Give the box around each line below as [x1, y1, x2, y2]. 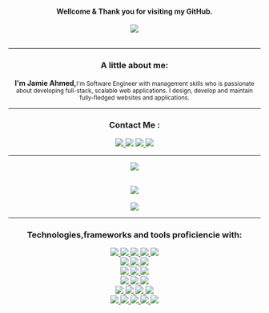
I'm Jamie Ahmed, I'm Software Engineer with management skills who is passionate [14, 78, 255, 87]
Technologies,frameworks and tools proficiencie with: [26, 229, 243, 240]
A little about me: [100, 60, 169, 71]
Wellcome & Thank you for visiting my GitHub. [56, 6, 213, 16]
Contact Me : [109, 120, 160, 131]
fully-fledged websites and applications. [79, 93, 190, 102]
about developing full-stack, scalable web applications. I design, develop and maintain [15, 87, 254, 95]
